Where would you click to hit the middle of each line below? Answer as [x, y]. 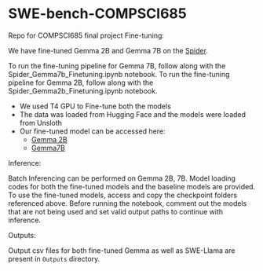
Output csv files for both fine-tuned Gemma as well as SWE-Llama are [122, 250]
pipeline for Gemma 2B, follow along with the [81, 82]
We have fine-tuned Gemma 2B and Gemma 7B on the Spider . [108, 50]
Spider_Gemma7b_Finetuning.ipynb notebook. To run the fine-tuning [119, 74]
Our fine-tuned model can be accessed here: [92, 131]
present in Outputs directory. [54, 258]
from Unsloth [41, 123]
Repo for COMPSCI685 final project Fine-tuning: [86, 35]
